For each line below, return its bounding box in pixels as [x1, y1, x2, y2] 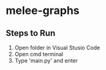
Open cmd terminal [14, 51, 64, 58]
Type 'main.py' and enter [14, 57, 78, 64]
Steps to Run [6, 28, 56, 38]
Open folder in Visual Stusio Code [14, 44, 100, 51]
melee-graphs [6, 4, 80, 18]
